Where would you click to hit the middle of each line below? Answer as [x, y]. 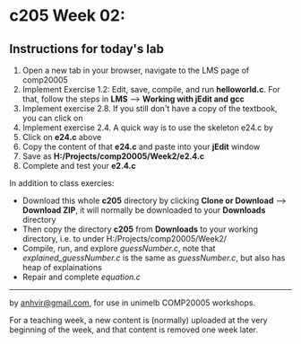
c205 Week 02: [67, 16]
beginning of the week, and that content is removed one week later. [133, 330]
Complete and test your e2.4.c [79, 166]
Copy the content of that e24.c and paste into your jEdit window [141, 146]
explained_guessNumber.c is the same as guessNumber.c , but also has [154, 258]
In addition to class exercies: [62, 183]
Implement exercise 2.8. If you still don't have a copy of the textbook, [150, 108]
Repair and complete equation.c [82, 277]
